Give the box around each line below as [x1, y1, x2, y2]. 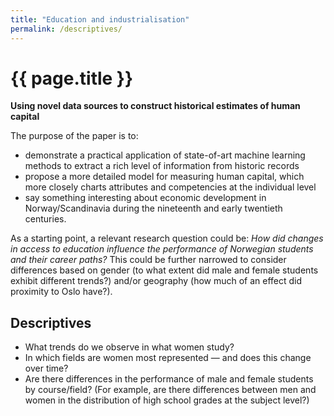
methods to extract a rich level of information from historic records [24, 160, 300, 172]
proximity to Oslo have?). [10, 286, 113, 298]
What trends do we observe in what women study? [24, 341, 235, 353]
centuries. [24, 213, 67, 225]
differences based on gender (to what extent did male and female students [10, 264, 319, 276]
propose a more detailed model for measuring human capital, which [24, 171, 305, 183]
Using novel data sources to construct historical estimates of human [10, 100, 301, 112]
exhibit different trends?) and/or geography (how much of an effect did [10, 275, 303, 287]
